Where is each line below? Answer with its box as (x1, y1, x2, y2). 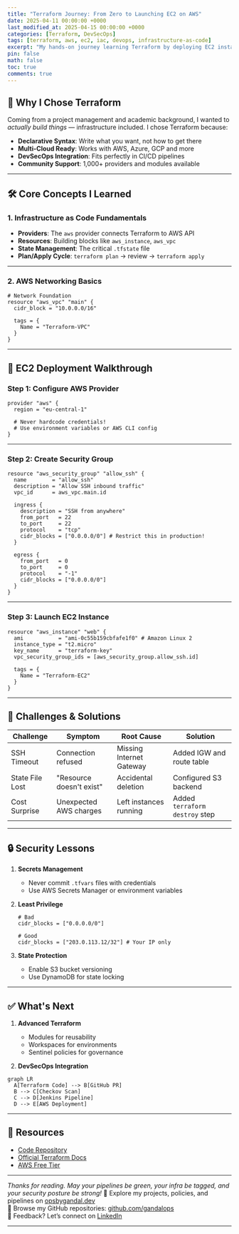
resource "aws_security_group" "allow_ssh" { (7, 470, 144, 478)
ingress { (14, 501, 43, 509)
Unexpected (56, 797, 97, 807)
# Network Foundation (7, 292, 72, 300)
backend (173, 782, 203, 792)
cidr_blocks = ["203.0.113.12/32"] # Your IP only (17, 939, 171, 946)
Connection (56, 748, 96, 758)
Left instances (117, 797, 164, 807)
